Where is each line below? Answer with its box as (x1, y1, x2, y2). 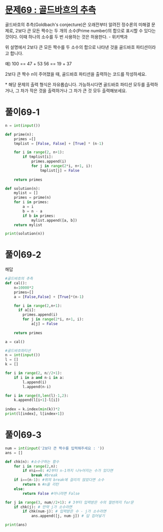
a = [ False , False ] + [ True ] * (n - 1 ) (14, 294, 84, 299)
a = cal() (5, 339, 25, 344)
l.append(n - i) (22, 384, 51, 389)
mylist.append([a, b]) (31, 218, 78, 223)
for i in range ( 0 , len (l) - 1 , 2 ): (5, 393, 69, 398)
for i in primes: (14, 200, 49, 205)
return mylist (14, 222, 42, 228)
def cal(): (5, 281, 27, 286)
